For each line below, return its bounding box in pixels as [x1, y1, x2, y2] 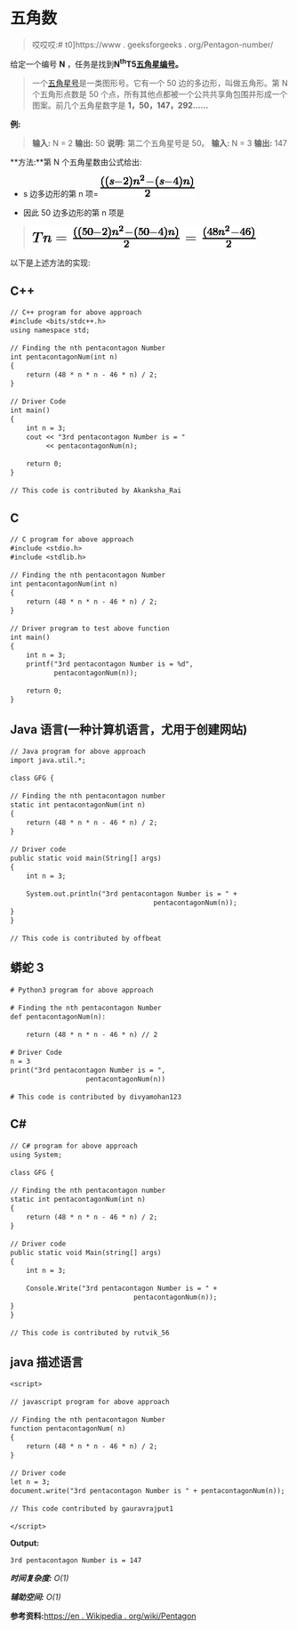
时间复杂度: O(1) [10, 1573, 69, 1584]
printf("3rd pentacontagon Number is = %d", [26, 660, 194, 669]
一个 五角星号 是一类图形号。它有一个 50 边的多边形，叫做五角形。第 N [31, 77, 288, 88]
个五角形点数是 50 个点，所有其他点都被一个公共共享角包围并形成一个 [31, 88, 288, 99]
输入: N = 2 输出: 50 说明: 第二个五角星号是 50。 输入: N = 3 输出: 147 [31, 137, 288, 148]
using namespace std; [10, 326, 91, 335]
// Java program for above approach [10, 747, 146, 757]
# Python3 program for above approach [10, 985, 154, 994]
